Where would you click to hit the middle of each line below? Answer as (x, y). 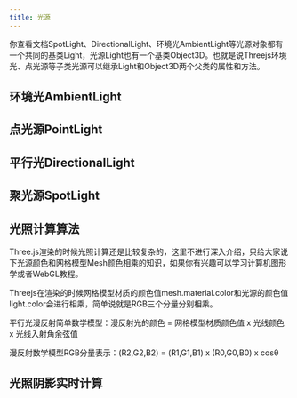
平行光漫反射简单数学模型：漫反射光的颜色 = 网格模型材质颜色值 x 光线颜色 (147, 322)
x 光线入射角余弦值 (44, 334)
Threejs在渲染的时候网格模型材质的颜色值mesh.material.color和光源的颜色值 (149, 293)
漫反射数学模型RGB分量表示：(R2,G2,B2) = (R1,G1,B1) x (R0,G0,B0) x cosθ (144, 353)
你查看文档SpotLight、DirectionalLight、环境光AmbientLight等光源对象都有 (146, 44)
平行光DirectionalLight (72, 162)
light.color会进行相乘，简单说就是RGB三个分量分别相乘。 (113, 304)
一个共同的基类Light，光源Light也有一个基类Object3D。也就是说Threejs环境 (148, 55)
